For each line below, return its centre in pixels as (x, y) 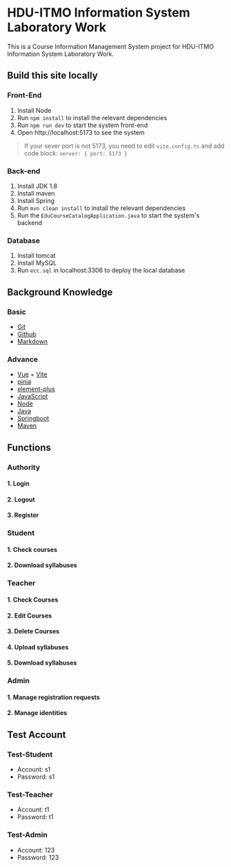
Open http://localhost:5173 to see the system (81, 132)
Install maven (36, 193)
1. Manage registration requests (53, 697)
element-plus (36, 389)
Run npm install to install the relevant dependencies (92, 117)
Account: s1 (34, 770)
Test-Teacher (30, 794)
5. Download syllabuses (42, 663)
